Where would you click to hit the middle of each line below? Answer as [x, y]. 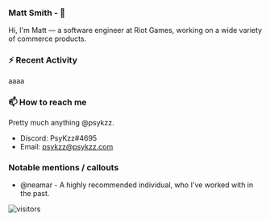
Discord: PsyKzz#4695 [58, 138]
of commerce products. [48, 39]
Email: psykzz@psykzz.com [66, 146]
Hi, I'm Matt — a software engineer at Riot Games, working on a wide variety [135, 31]
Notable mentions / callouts [64, 167]
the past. [35, 194]
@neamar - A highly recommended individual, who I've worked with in [137, 185]
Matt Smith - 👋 [37, 13]
